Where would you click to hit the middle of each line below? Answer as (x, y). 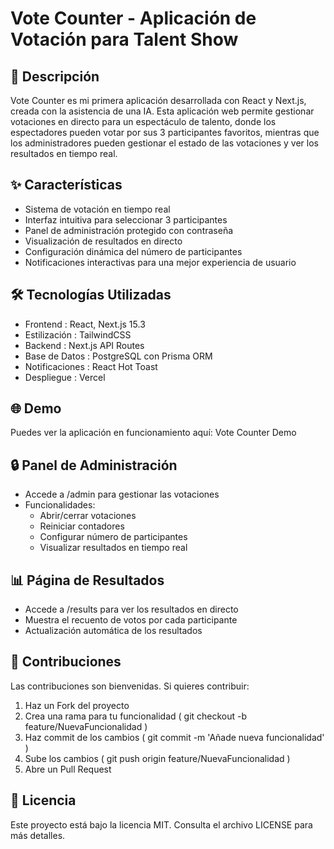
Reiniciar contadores (82, 526)
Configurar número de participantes (113, 537)
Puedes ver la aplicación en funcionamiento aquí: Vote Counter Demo (153, 433)
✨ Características (66, 185)
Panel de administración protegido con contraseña (129, 230)
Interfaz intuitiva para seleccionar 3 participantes (126, 219)
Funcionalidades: (60, 505)
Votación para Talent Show (124, 39)
